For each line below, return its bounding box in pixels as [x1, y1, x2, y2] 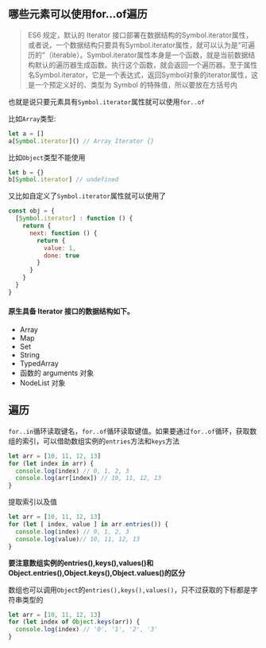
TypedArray [19, 359, 60, 369]
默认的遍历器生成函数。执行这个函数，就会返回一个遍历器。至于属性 [34, 60, 258, 69]
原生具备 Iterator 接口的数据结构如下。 [8, 306, 135, 316]
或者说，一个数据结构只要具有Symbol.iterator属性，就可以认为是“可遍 [27, 40, 256, 49]
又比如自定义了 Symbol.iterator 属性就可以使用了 [8, 191, 167, 201]
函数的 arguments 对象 [19, 369, 94, 378]
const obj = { [8, 207, 56, 215]
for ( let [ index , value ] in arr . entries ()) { [8, 521, 169, 529]
